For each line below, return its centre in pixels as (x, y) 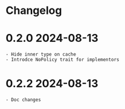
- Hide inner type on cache (41, 54)
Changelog (34, 11)
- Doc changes (24, 100)
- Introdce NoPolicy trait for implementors (62, 60)
